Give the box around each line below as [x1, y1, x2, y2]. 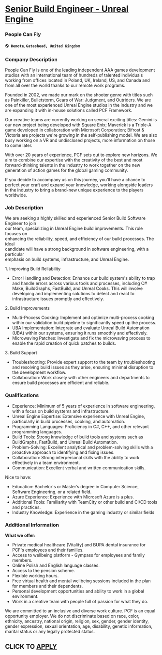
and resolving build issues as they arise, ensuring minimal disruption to [12, 365, 154, 370]
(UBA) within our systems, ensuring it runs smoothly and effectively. [12, 330, 148, 336]
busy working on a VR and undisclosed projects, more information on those [5, 137, 155, 143]
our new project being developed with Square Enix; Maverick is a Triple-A [5, 122, 151, 128]
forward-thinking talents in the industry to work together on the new [5, 162, 141, 168]
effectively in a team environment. [12, 460, 80, 465]
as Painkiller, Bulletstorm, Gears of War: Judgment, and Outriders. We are [5, 97, 151, 103]
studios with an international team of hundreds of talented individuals [5, 72, 143, 78]
